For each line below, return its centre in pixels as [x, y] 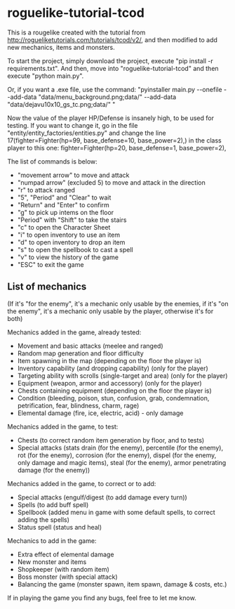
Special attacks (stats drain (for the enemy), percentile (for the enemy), [120, 447]
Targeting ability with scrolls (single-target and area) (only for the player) [122, 375]
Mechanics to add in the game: [52, 541]
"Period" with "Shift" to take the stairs [72, 220]
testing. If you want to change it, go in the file [73, 125]
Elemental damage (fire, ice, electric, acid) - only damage [100, 413]
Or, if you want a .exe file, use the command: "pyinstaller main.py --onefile [115, 89]
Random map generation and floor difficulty [80, 353]
